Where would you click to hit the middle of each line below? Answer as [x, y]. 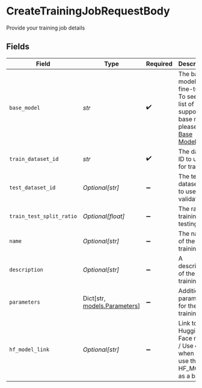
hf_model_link [29, 349]
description [26, 270]
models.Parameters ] [112, 305]
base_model [25, 108]
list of [186, 104]
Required [160, 63]
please [188, 127]
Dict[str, [95, 298]
